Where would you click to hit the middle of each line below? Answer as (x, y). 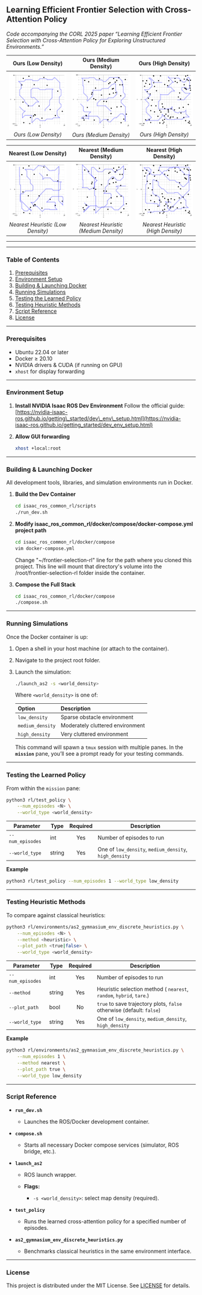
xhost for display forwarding (50, 371)
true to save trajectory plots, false (139, 1004)
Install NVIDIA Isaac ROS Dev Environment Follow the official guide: (100, 406)
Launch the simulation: (43, 672)
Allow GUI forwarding (42, 436)
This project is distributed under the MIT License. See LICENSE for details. (98, 1285)
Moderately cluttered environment (103, 726)
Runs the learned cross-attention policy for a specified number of (105, 1221)
